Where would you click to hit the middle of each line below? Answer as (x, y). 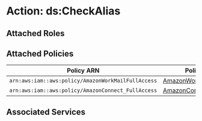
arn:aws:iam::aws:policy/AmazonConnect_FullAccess (83, 91)
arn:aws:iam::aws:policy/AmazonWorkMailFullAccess (83, 81)
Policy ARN (83, 70)
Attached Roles (35, 33)
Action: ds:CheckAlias (63, 11)
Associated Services (46, 112)
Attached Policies (40, 53)
